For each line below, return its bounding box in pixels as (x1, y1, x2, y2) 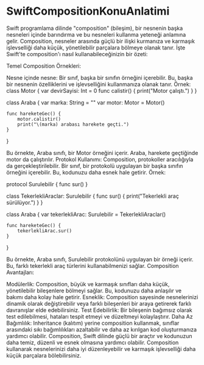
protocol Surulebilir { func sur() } (6, 180, 88, 187)
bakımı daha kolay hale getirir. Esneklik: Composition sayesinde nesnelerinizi (6, 293, 199, 300)
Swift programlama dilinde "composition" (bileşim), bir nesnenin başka (6, 24, 183, 32)
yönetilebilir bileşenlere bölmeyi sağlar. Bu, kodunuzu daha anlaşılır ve (6, 287, 182, 294)
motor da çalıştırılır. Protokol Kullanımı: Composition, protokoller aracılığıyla (6, 156, 194, 163)
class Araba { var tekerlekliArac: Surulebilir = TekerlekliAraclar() (6, 211, 166, 218)
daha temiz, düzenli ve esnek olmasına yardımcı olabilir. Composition (6, 339, 179, 346)
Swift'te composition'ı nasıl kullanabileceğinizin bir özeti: (6, 50, 148, 57)
